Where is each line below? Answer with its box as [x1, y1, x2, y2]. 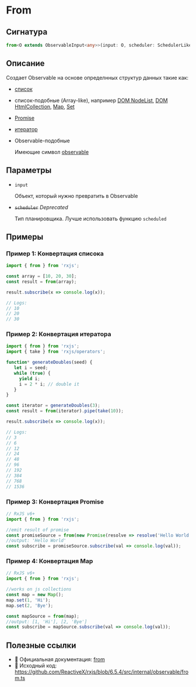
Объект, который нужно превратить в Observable [14, 192, 138, 199]
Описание [6, 59, 45, 69]
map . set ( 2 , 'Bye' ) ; [6, 603, 54, 609]
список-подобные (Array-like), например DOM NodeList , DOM [14, 97, 168, 104]
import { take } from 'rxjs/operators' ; [6, 349, 106, 355]
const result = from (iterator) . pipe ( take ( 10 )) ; [6, 408, 124, 414]
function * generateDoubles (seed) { [6, 360, 93, 365]
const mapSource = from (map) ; [6, 613, 80, 619]
